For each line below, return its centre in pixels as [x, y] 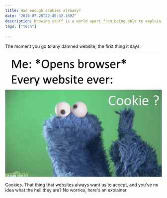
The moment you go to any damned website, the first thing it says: [73, 46]
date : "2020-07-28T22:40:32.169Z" [41, 16]
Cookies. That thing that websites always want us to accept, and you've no [82, 185]
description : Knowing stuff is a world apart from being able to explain [83, 21]
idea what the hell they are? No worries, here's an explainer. [66, 190]
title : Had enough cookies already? [43, 10]
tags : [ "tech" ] [21, 26]
